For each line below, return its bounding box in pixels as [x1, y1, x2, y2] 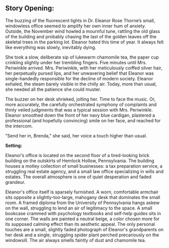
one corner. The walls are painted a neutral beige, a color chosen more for [5, 216, 160, 222]
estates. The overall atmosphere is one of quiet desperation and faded [5, 174, 152, 180]
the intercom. [5, 123, 33, 129]
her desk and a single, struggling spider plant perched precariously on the [5, 232, 159, 238]
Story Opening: [5, 4, 54, 13]
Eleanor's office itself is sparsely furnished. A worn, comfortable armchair [5, 189, 159, 195]
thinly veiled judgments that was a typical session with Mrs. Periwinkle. [5, 107, 153, 113]
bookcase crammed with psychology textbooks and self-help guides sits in [5, 210, 161, 216]
